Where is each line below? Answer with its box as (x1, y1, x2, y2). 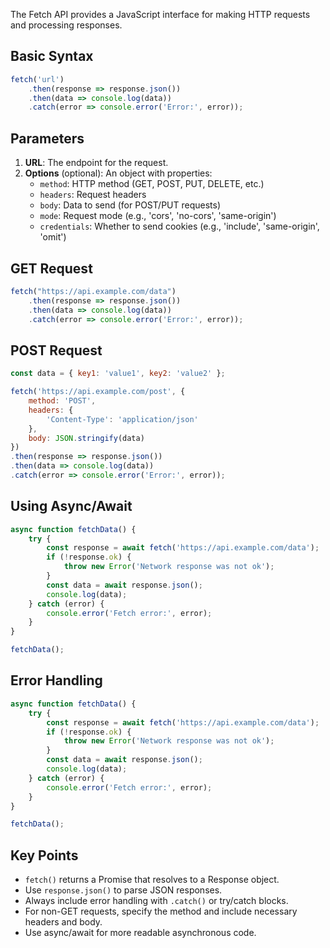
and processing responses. (10, 19, 123, 31)
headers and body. (24, 916, 103, 928)
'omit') (39, 231, 67, 243)
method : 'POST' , (28, 396, 97, 406)
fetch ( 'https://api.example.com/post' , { (10, 387, 186, 397)
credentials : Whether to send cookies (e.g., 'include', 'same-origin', (39, 220, 320, 233)
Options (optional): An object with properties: (24, 167, 213, 179)
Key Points (10, 847, 79, 864)
